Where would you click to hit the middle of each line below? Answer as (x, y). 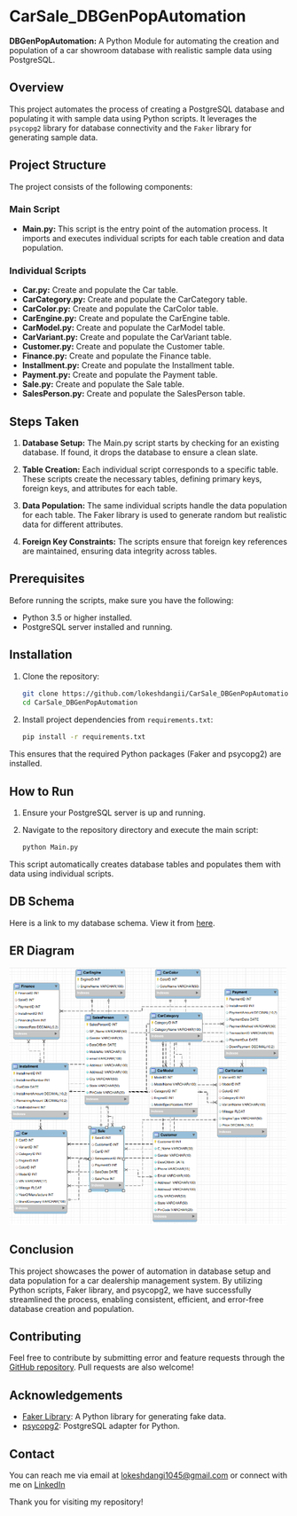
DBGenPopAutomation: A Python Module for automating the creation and (144, 41)
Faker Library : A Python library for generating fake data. (124, 1417)
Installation (41, 655)
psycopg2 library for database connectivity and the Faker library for (130, 128)
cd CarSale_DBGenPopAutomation (80, 703)
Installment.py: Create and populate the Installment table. (128, 365)
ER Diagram (42, 951)
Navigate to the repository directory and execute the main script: (140, 830)
